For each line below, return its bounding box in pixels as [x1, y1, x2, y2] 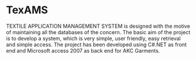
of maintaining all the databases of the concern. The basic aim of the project [6, 28, 191, 35]
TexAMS [6, 3, 49, 17]
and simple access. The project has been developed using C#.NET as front [6, 41, 187, 48]
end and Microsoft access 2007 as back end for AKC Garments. [6, 47, 160, 54]
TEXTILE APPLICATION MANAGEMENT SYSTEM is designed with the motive [6, 23, 190, 30]
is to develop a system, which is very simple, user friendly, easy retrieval [6, 35, 181, 42]
